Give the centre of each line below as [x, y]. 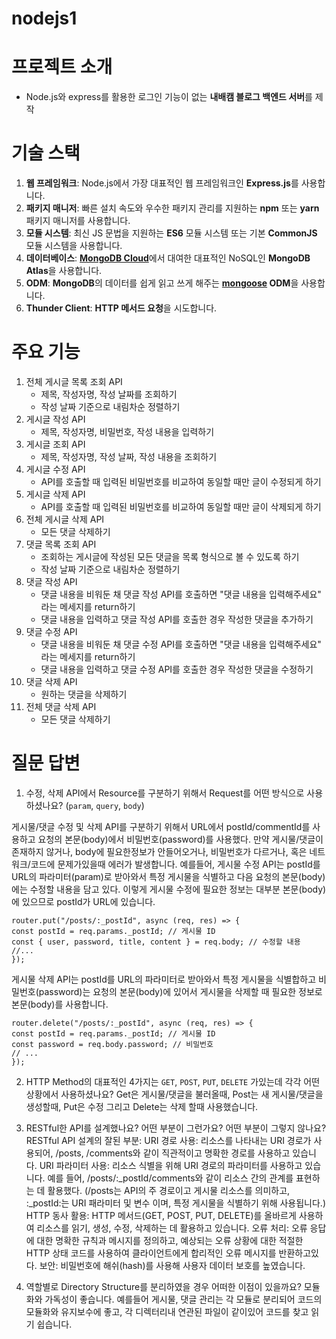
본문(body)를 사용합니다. [60, 1004]
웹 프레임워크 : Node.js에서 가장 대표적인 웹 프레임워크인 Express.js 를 [162, 183]
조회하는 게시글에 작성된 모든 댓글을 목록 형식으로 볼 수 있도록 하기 [170, 556]
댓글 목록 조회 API [61, 544]
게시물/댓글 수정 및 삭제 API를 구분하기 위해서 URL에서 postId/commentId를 [161, 826]
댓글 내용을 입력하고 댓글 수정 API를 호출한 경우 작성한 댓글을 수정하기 [177, 669]
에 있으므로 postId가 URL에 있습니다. [83, 901]
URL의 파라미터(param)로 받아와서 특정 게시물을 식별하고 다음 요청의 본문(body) [168, 876]
